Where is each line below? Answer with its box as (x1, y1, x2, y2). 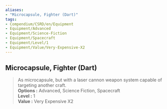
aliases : (5, 7, 24, 13)
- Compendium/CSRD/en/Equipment (5, 21, 74, 27)
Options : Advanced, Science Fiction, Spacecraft (17, 88, 120, 94)
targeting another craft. (17, 82, 67, 88)
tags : (5, 17, 17, 22)
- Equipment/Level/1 (5, 40, 49, 45)
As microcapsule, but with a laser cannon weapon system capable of (17, 77, 162, 83)
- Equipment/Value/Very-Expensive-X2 (5, 45, 85, 50)
